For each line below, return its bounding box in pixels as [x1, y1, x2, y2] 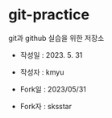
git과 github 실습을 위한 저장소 [8, 33, 105, 43]
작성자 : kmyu [19, 67, 64, 77]
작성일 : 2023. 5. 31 [19, 50, 83, 59]
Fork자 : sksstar [19, 101, 73, 111]
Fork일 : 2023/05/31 [19, 84, 86, 94]
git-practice [8, 6, 90, 24]
